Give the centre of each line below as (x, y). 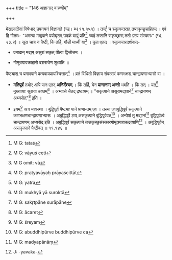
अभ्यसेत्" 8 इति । (28, 97)
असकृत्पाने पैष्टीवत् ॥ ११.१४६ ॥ (40, 128)
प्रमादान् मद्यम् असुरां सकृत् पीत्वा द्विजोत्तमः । (48, 52)
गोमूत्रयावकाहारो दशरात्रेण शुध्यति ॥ (41, 62)
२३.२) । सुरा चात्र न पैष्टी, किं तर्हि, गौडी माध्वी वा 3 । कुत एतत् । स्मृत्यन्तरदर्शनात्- (73, 42)
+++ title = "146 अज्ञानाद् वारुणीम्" (37, 8)
